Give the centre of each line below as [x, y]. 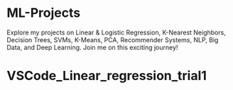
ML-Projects [44, 13]
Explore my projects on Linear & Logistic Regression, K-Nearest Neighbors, [116, 32]
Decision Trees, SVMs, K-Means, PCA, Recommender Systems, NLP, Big [113, 39]
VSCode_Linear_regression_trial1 [107, 76]
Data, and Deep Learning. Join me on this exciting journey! [92, 47]
